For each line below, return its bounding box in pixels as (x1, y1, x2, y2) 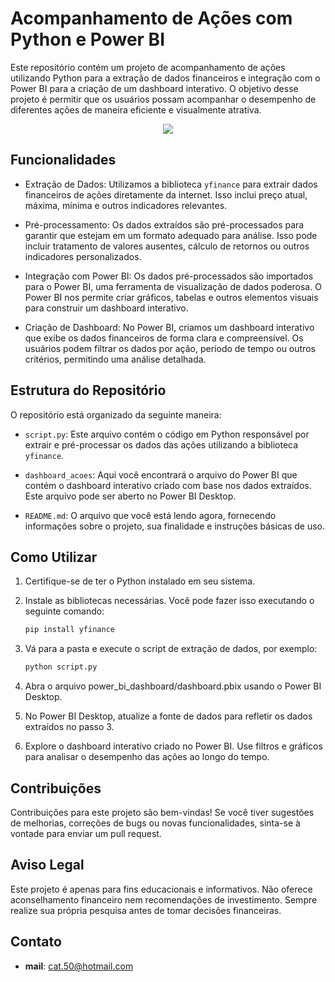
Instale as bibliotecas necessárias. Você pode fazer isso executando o (24, 595, 315, 607)
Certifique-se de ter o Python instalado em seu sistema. (24, 575, 256, 587)
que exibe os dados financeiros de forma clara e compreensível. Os (24, 332, 304, 344)
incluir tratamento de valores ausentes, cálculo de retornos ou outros (24, 240, 310, 252)
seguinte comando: (24, 605, 105, 617)
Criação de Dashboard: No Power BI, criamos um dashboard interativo (24, 321, 315, 333)
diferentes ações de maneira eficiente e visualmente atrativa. (10, 103, 262, 116)
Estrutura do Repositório (10, 382, 167, 399)
